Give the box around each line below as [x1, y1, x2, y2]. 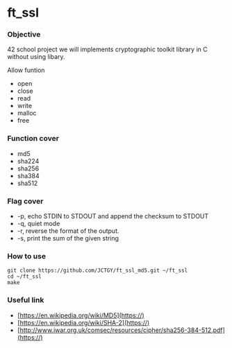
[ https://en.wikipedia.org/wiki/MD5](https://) [17, 311, 144, 320]
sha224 [17, 157, 40, 165]
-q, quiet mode [17, 220, 60, 228]
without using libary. [7, 53, 65, 61]
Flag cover [7, 196, 44, 206]
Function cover [7, 134, 59, 143]
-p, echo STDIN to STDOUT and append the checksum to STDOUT [17, 212, 209, 220]
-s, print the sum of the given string [17, 234, 119, 243]
